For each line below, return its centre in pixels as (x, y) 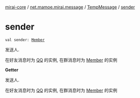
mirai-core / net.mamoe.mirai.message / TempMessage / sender (70, 7)
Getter (12, 70)
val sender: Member (25, 40)
